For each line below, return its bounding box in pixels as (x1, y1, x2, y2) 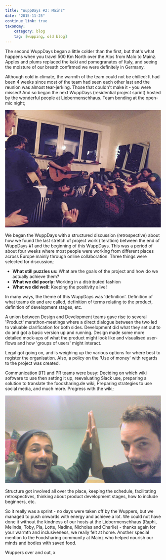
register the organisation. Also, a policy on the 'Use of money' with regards (5, 355, 158, 361)
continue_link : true (5, 18, 48, 23)
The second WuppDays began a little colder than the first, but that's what (5, 49, 155, 54)
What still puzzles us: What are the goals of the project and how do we (12, 268, 158, 274)
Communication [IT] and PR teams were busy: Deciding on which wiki (5, 370, 147, 376)
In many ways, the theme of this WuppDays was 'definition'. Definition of (5, 293, 153, 299)
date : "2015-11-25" (5, 13, 45, 18)
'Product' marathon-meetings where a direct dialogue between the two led (5, 319, 157, 325)
